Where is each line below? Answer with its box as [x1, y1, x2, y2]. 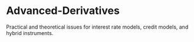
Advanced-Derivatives [6, 4, 120, 17]
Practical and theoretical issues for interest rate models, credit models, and [6, 23, 189, 30]
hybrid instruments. [6, 29, 54, 36]
